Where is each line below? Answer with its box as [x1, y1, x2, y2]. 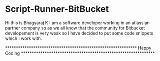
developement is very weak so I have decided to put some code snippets [5, 30, 154, 36]
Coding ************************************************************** [5, 50, 155, 56]
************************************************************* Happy [5, 45, 152, 51]
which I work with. [5, 35, 42, 41]
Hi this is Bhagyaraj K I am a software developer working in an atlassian [5, 20, 150, 26]
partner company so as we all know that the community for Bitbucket [5, 25, 145, 30]
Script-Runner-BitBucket [5, 3, 109, 15]
